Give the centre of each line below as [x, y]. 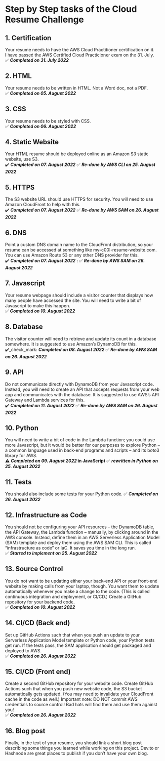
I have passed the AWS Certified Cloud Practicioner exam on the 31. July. [80, 55]
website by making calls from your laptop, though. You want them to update [82, 586]
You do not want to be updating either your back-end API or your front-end [82, 581]
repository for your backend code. [40, 602]
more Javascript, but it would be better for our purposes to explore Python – [82, 445]
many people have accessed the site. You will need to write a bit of [73, 300]
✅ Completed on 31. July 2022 [37, 60]
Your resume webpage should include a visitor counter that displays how [79, 295]
